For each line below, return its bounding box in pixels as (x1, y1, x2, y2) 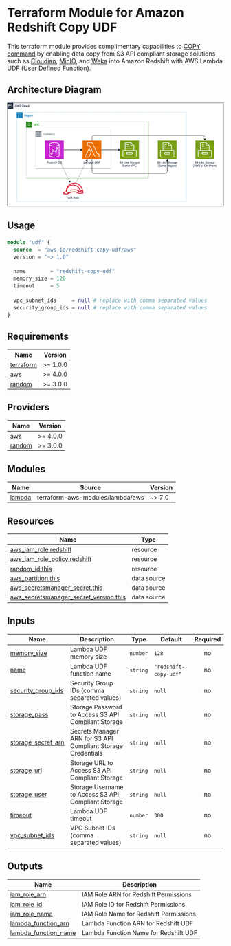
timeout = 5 (13, 283, 60, 289)
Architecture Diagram (7, 84, 102, 96)
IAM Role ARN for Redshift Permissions (81, 890, 192, 899)
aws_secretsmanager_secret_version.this (10, 593, 126, 602)
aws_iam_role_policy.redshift (10, 555, 91, 563)
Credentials (69, 749, 103, 758)
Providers (7, 401, 50, 413)
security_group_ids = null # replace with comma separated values (13, 304, 208, 311)
